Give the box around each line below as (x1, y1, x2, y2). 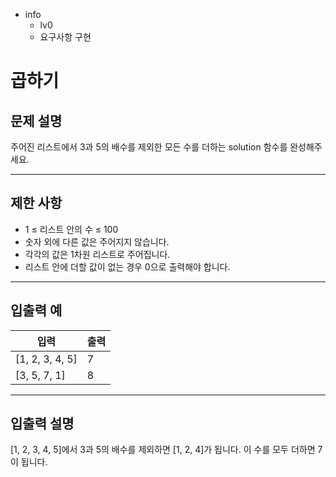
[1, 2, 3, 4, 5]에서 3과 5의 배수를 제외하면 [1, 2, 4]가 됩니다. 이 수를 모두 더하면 (10, 444, 316, 456)
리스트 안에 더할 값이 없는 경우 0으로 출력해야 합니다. (24, 260, 231, 273)
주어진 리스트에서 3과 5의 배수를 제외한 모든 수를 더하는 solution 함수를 (10, 141, 288, 153)
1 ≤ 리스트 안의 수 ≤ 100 (24, 223, 119, 235)
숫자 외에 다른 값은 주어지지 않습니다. (24, 235, 170, 248)
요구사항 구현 (39, 31, 92, 43)
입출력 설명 (10, 415, 75, 433)
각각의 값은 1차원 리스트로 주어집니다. (24, 248, 171, 260)
